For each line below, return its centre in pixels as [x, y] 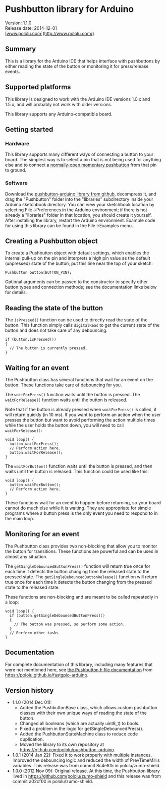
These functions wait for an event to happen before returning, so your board [83, 502]
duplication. [32, 739]
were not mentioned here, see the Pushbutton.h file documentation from [79, 669]
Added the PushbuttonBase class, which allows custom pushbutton [88, 708]
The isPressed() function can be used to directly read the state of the [76, 320]
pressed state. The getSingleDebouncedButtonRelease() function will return [81, 577]
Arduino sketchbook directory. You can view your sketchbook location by [80, 204]
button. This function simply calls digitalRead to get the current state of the [83, 325]
